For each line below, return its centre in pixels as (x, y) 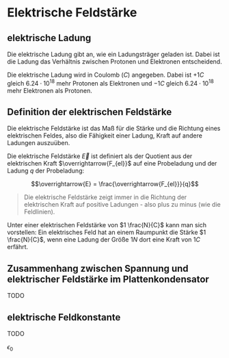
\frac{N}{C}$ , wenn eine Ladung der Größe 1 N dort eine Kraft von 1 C (104, 240)
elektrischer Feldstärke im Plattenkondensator (108, 279)
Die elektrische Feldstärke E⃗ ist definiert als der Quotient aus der (100, 156)
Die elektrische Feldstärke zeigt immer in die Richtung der (105, 197)
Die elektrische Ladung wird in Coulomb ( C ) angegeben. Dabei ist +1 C (106, 75)
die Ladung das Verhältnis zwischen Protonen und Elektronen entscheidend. (114, 62)
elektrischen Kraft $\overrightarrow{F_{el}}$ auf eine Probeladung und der (112, 164)
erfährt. (18, 247)
